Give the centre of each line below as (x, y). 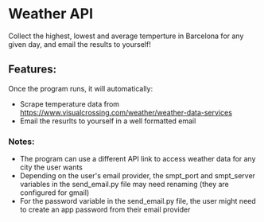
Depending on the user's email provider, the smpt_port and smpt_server (138, 176)
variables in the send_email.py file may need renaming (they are (124, 185)
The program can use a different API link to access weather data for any (138, 159)
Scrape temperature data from (70, 103)
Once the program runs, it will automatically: (81, 88)
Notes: (21, 142)
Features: (33, 70)
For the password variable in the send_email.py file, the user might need (138, 201)
